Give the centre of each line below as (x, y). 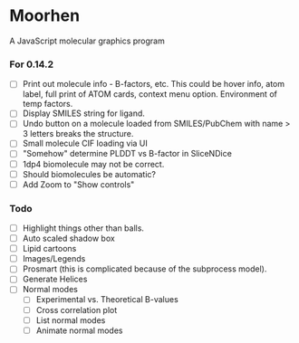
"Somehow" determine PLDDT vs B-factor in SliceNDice (127, 154)
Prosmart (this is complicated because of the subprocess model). (145, 269)
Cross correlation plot (77, 310)
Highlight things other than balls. (83, 228)
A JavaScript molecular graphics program (87, 41)
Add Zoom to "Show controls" (78, 184)
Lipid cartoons (49, 249)
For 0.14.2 (32, 64)
